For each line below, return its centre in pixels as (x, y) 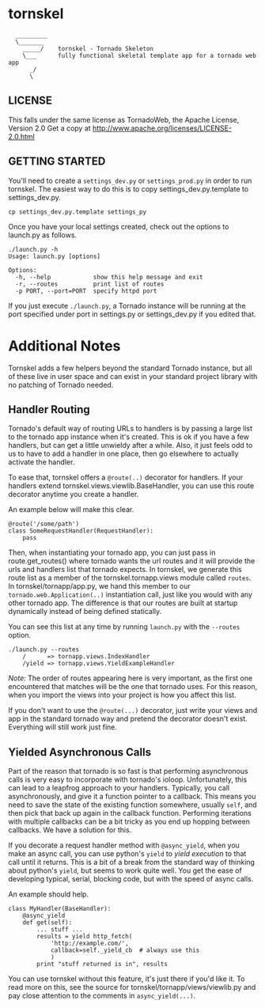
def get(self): (47, 923)
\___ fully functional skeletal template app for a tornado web (140, 55)
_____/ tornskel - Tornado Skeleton (88, 48)
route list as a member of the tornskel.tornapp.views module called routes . (130, 578)
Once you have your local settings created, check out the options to (119, 226)
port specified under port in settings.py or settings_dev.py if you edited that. (132, 314)
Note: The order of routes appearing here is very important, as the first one (131, 678)
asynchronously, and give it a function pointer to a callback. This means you (132, 797)
